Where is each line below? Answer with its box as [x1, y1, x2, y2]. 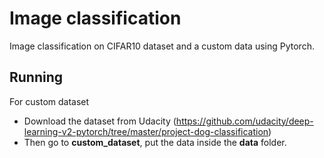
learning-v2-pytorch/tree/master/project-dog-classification [23, 125, 269, 137]
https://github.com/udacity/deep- [175, 115, 314, 127]
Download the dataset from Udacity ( [23, 115, 177, 127]
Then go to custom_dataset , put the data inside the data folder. [23, 136, 287, 148]
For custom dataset [9, 95, 90, 107]
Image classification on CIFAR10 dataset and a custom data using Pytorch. [9, 40, 315, 52]
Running [9, 69, 64, 86]
